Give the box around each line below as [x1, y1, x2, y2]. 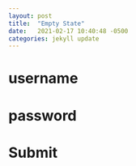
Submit [8, 143, 58, 162]
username [8, 70, 79, 87]
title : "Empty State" [8, 19, 85, 28]
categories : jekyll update [8, 34, 100, 43]
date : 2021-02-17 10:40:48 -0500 [8, 27, 129, 35]
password [8, 106, 77, 125]
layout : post [8, 11, 53, 20]
